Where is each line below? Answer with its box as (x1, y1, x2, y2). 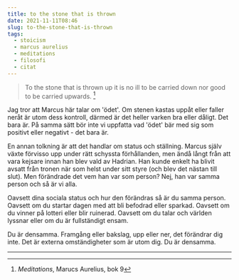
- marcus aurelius (14, 43, 69, 51)
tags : (7, 30, 23, 38)
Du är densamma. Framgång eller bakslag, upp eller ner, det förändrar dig (7, 230, 223, 239)
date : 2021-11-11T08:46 (7, 17, 78, 24)
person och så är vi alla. (7, 180, 78, 189)
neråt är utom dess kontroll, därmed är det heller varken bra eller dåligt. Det (7, 113, 229, 122)
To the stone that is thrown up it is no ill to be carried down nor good (24, 83, 226, 91)
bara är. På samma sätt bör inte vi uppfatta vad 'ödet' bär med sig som (7, 120, 214, 129)
